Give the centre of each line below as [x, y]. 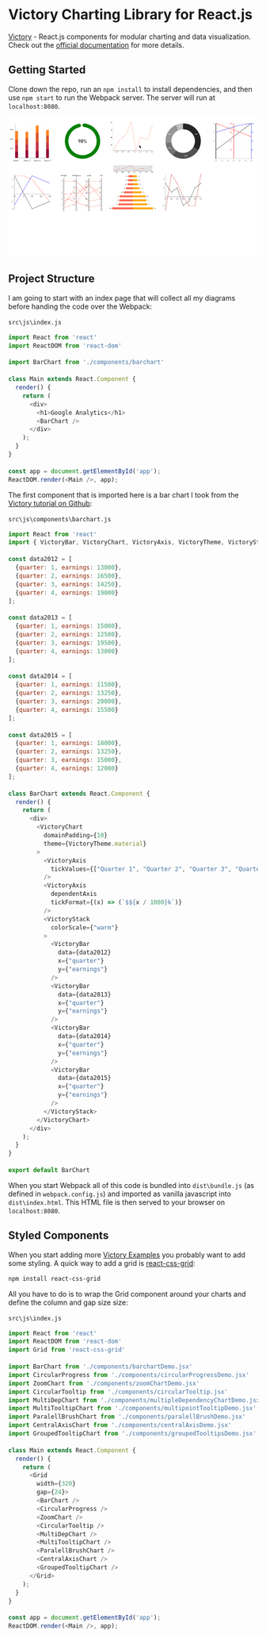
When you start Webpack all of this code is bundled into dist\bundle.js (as [131, 1185]
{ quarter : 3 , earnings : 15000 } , [69, 760]
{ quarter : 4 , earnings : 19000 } [67, 593]
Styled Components [59, 1236]
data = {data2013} [85, 994]
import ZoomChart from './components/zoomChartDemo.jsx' [104, 1383]
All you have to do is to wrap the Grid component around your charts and [127, 1294]
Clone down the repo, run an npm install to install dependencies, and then [131, 89]
